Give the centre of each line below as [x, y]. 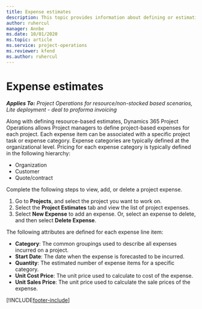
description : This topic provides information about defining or [90, 17]
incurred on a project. [42, 250]
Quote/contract [34, 178]
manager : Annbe [25, 29]
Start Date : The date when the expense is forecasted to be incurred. [99, 256]
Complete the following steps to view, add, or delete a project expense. [94, 189]
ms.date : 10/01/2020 [32, 34]
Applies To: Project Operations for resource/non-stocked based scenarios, [99, 103]
